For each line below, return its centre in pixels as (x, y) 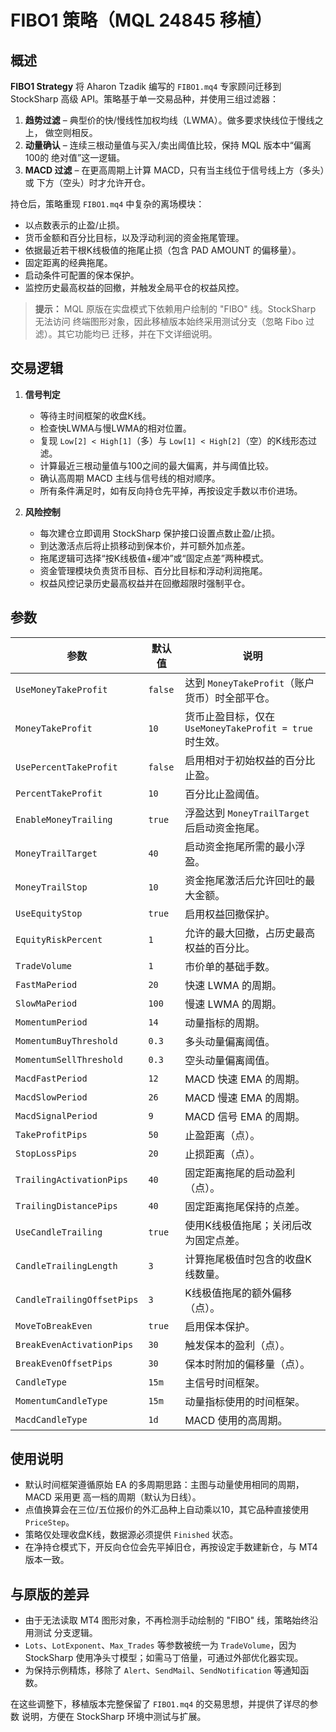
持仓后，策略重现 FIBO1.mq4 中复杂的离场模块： (107, 204)
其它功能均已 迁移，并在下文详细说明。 (137, 334)
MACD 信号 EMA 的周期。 (245, 1116)
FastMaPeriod (46, 984)
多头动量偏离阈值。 (230, 1041)
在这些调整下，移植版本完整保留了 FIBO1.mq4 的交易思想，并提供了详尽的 (160, 1704)
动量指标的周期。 (225, 1023)
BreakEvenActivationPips (74, 1344)
